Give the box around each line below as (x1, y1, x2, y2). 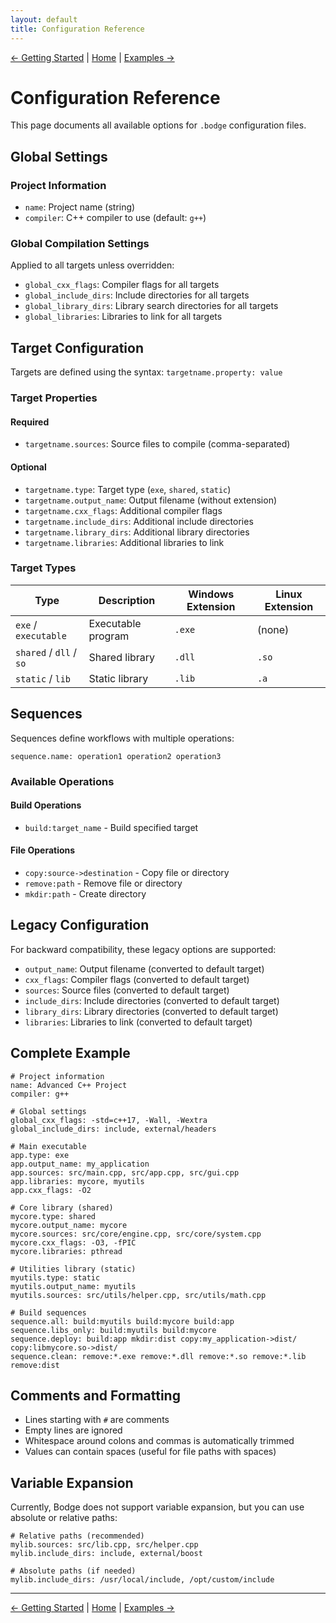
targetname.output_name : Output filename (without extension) (24, 494, 278, 506)
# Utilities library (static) (10, 1264, 137, 1274)
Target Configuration (10, 339, 144, 356)
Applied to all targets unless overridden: (10, 259, 175, 271)
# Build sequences (10, 1307, 87, 1318)
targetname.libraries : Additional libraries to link (24, 536, 225, 548)
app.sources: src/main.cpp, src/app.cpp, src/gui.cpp (10, 1167, 240, 1178)
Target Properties (10, 391, 98, 405)
